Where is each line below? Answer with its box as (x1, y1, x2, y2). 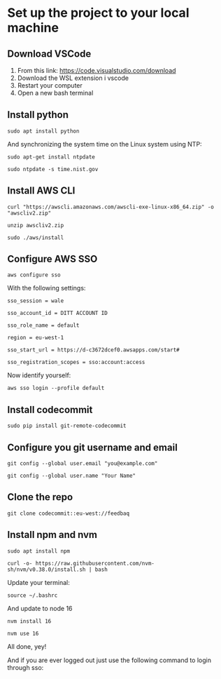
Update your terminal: (7, 578, 70, 586)
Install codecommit (7, 403, 93, 415)
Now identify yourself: (7, 371, 71, 379)
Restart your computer (17, 81, 83, 89)
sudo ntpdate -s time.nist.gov (7, 166, 99, 173)
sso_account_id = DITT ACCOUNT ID (7, 310, 108, 317)
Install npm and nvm (7, 529, 98, 541)
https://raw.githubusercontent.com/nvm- (35, 560, 155, 567)
